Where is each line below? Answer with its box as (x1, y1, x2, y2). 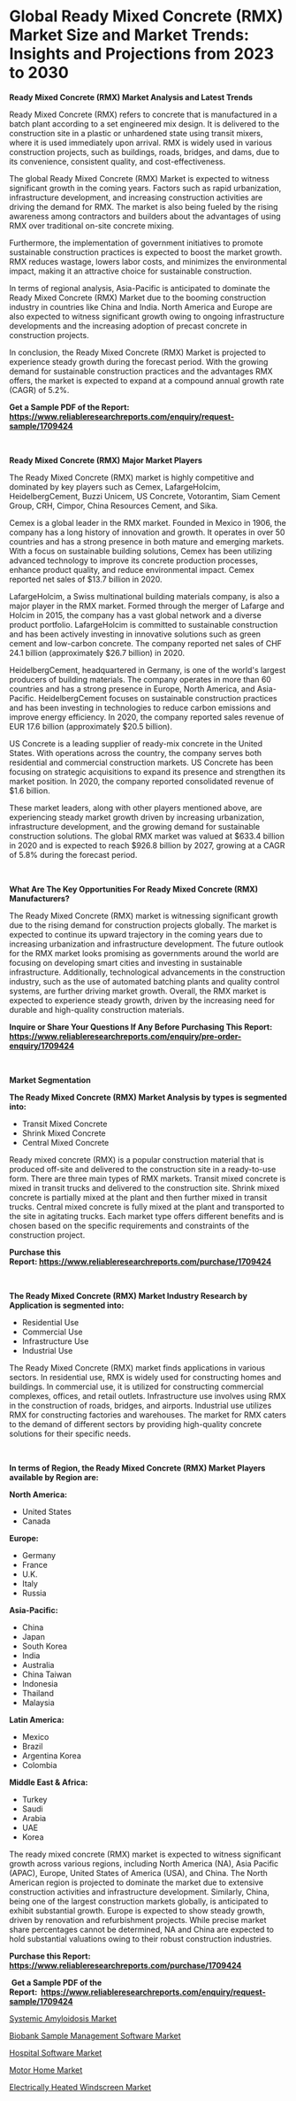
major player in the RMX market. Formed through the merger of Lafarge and (9, 600, 285, 611)
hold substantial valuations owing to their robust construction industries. (9, 1933, 272, 1944)
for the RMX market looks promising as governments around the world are (9, 947, 279, 958)
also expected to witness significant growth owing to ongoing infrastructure (9, 311, 285, 321)
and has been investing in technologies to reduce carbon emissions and (9, 702, 271, 713)
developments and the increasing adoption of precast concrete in (9, 321, 247, 331)
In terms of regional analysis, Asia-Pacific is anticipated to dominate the (9, 282, 271, 293)
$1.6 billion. (9, 785, 50, 796)
